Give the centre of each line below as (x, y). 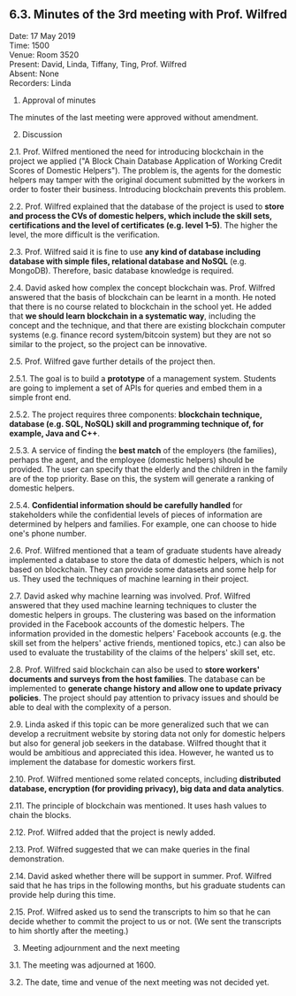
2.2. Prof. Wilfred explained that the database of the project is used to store (147, 206)
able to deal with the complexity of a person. (90, 706)
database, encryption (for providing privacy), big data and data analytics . (147, 788)
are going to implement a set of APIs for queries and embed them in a (136, 388)
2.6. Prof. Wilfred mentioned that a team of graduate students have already (145, 550)
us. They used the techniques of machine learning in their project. (129, 578)
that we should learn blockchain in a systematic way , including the (133, 316)
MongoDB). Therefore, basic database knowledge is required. (121, 270)
